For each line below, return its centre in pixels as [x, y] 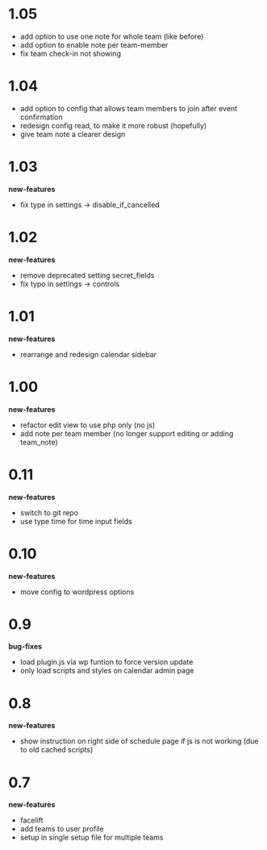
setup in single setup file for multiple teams [92, 837]
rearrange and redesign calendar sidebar [88, 354]
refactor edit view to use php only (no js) [88, 425]
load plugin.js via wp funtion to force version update [106, 662]
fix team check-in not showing [70, 53]
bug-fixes [25, 647]
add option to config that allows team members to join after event [129, 108]
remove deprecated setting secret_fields [87, 275]
